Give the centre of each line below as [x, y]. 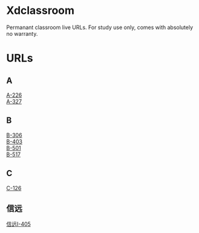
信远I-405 [19, 224]
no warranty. [22, 33]
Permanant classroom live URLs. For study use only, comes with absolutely [100, 27]
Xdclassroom [40, 11]
